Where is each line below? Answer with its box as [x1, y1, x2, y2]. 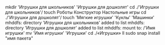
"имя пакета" [5, 35, 33, 41]
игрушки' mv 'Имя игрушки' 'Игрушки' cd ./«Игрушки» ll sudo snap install [5, 30, 161, 36]
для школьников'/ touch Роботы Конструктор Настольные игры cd [5, 9, 147, 15]
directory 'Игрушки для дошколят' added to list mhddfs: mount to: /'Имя [5, 25, 156, 31]
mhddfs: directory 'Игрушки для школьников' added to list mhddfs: [5, 20, 145, 25]
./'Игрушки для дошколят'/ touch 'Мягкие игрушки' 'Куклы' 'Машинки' [5, 15, 155, 20]
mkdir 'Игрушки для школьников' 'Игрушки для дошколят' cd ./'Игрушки [5, 4, 159, 10]
